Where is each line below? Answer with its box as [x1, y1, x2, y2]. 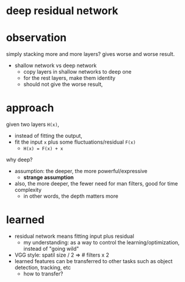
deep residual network [6, 4, 119, 18]
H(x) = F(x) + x [23, 146, 63, 152]
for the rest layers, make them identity [23, 75, 116, 82]
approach [6, 101, 54, 115]
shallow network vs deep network [14, 62, 97, 69]
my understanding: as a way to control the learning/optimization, [23, 239, 180, 245]
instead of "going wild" [23, 245, 79, 252]
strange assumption [23, 174, 74, 181]
